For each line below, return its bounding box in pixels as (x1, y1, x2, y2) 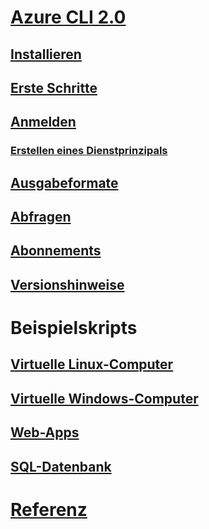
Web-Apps (10, 424, 80, 441)
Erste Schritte (10, 79, 98, 96)
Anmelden (10, 114, 77, 131)
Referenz (10, 498, 88, 521)
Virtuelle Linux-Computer (10, 356, 174, 373)
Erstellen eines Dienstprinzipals (10, 144, 168, 158)
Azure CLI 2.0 (10, 6, 127, 29)
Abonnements (10, 242, 102, 260)
